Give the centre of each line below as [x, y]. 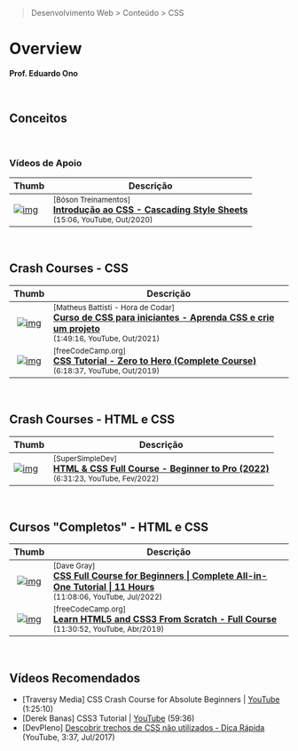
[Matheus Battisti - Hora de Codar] [114, 307]
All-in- [252, 576]
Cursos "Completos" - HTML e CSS [109, 527]
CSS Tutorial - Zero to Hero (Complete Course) [155, 361]
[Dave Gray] [74, 566]
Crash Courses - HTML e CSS [92, 420]
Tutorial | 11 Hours [114, 587]
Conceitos [39, 119]
